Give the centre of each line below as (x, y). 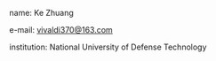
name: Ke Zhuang (41, 13)
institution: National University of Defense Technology (108, 47)
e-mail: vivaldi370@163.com (61, 30)
